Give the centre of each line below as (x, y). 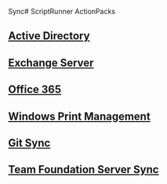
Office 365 (34, 90)
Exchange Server (51, 63)
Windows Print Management (79, 116)
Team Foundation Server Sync (83, 169)
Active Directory (49, 36)
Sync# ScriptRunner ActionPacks (62, 11)
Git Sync (29, 143)
